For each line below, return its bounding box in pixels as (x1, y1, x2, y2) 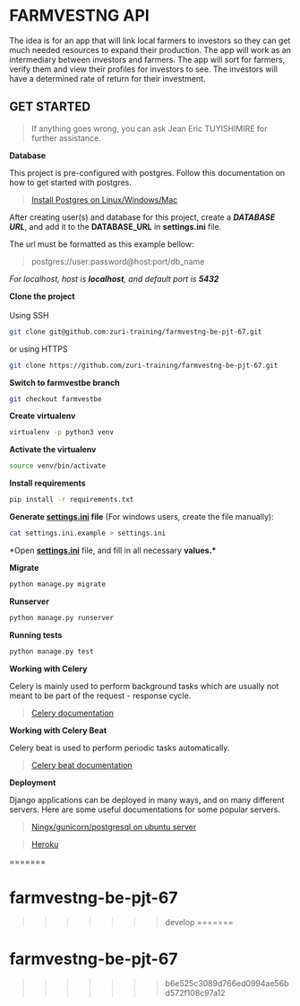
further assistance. (30, 132, 101, 144)
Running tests (9, 629, 63, 640)
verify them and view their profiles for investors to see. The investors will (9, 64, 279, 74)
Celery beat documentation (30, 759, 133, 770)
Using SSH (9, 310, 49, 320)
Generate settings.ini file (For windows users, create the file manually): (9, 512, 275, 521)
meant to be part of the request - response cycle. (9, 690, 192, 701)
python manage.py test (9, 647, 94, 656)
